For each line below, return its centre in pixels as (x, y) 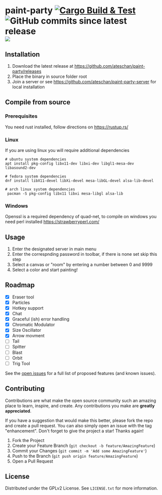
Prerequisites (21, 116)
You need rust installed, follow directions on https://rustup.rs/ (67, 127)
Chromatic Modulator (33, 325)
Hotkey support (28, 308)
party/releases (27, 71)
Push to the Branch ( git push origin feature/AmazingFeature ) (75, 456)
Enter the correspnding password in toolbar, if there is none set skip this (85, 254)
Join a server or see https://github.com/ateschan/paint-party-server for (84, 82)
